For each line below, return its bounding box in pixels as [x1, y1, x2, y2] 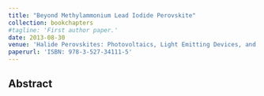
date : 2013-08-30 [8, 33, 66, 42]
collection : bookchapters [8, 19, 93, 27]
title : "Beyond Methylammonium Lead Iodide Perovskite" [8, 11, 196, 20]
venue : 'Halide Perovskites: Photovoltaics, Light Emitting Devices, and [8, 41, 257, 49]
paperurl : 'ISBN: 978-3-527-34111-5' [8, 48, 133, 56]
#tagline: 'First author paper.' [8, 26, 119, 34]
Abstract [8, 77, 53, 90]
